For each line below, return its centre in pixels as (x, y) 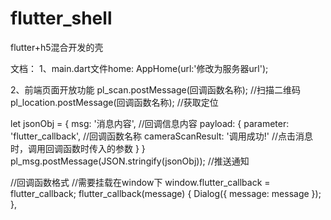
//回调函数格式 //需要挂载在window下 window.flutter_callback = (140, 182)
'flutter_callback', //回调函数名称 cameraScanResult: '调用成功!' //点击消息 (161, 136)
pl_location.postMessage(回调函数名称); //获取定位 (114, 102)
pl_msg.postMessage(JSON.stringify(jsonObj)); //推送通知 (130, 161)
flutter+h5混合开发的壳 (57, 47)
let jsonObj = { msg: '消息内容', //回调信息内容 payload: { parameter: (150, 123)
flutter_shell (61, 18)
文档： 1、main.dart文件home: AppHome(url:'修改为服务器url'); (139, 68)
